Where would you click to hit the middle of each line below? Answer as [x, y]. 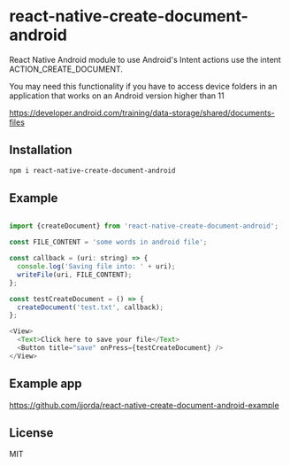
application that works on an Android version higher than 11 [117, 96]
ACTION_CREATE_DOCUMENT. [66, 69]
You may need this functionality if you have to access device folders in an [143, 86]
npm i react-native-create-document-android [92, 170]
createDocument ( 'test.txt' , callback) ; [91, 307]
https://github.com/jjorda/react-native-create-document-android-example [145, 405]
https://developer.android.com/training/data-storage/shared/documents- [142, 113]
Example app [46, 384]
